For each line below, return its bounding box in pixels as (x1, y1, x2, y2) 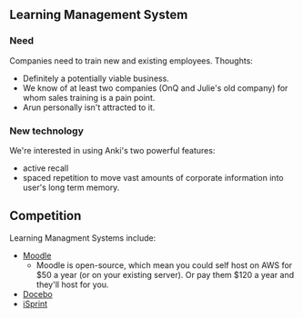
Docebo (22, 288, 53, 299)
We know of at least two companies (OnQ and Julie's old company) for (22, 82, 288, 94)
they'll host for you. (35, 279, 109, 290)
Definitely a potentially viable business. (22, 73, 170, 84)
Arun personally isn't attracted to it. (22, 102, 156, 113)
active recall (22, 163, 69, 174)
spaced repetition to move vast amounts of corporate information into (22, 172, 284, 183)
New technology (9, 124, 85, 137)
